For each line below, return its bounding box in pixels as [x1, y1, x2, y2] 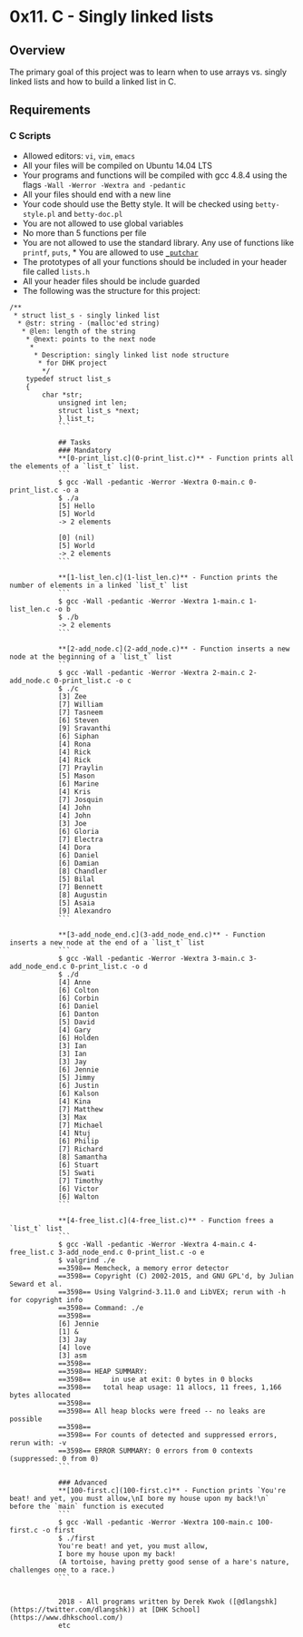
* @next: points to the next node [25, 334, 156, 344]
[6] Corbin [57, 994, 100, 1003]
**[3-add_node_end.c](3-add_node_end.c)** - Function [57, 930, 266, 939]
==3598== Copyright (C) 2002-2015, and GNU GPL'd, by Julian [57, 1271, 295, 1280]
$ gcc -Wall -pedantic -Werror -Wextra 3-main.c [57, 954, 246, 963]
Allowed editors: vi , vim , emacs [22, 150, 136, 161]
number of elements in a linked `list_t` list [9, 581, 189, 590]
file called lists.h [22, 266, 91, 277]
